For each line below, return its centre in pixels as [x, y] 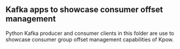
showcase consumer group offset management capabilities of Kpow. [90, 39]
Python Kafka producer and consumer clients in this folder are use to [90, 33]
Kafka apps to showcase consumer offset [84, 10]
